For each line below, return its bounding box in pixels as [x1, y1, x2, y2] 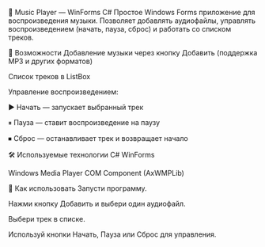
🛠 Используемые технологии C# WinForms [8, 150, 155, 159]
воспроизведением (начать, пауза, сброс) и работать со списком [8, 25, 232, 33]
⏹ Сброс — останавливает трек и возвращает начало [8, 134, 188, 142]
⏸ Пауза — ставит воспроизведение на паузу [8, 118, 161, 127]
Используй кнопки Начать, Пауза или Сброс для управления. [8, 230, 217, 239]
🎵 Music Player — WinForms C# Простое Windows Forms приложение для [8, 8, 256, 17]
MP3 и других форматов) [8, 56, 93, 66]
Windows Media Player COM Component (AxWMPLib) [8, 169, 184, 177]
